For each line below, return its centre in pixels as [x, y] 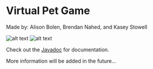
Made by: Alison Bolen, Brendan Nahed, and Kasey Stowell [77, 27]
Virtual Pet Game [48, 11]
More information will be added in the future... [61, 61]
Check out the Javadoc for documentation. [58, 49]
